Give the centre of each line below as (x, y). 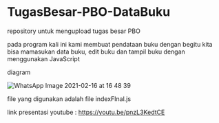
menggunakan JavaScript (44, 58)
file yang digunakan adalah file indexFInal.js (69, 99)
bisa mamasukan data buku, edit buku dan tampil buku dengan (96, 52)
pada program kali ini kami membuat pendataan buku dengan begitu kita (110, 44)
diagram (19, 72)
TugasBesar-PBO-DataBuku (89, 12)
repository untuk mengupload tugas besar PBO (74, 31)
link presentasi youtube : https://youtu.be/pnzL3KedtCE (86, 112)
